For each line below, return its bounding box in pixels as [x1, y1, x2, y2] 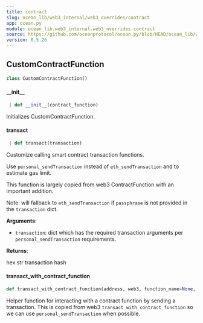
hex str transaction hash [6, 258, 66, 266]
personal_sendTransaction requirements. [14, 235, 117, 243]
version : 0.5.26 [6, 37, 47, 43]
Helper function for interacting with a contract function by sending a [6, 297, 176, 304]
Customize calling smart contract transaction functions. [6, 151, 144, 158]
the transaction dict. [6, 205, 59, 212]
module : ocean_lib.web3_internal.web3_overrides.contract [6, 25, 155, 32]
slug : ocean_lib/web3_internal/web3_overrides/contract [6, 15, 150, 21]
